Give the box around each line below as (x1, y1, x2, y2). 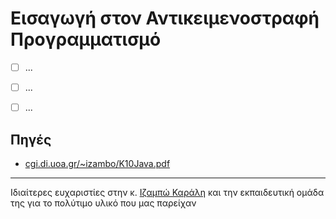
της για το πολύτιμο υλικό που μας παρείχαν (10, 197, 197, 209)
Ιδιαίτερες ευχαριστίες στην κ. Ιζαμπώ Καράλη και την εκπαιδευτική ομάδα (10, 186, 325, 198)
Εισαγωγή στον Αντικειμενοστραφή (10, 7, 320, 30)
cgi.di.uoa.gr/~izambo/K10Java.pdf (24, 157, 171, 169)
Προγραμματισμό (10, 28, 162, 51)
